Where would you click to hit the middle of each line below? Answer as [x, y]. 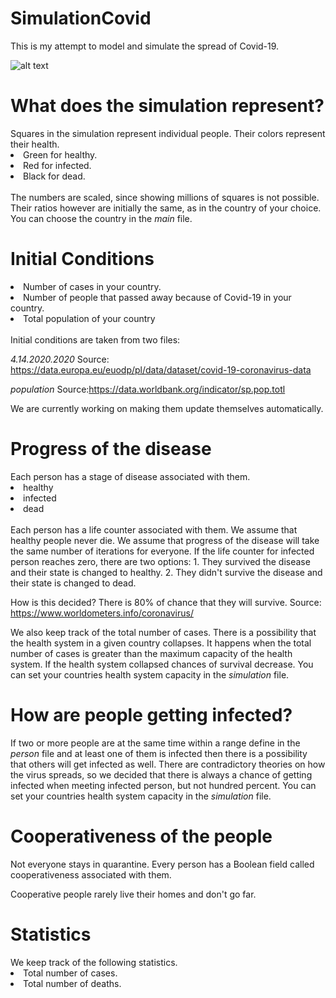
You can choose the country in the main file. [101, 218]
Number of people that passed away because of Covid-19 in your [157, 297]
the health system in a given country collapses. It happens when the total [161, 643]
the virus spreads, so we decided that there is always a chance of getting [161, 774]
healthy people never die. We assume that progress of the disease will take [165, 540]
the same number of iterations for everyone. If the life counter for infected [162, 551]
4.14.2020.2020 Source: [60, 359]
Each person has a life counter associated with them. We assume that [154, 529]
